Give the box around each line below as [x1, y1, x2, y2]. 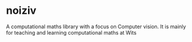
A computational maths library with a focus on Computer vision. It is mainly [6, 23, 186, 30]
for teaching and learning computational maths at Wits [6, 29, 137, 36]
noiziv [6, 4, 37, 17]
